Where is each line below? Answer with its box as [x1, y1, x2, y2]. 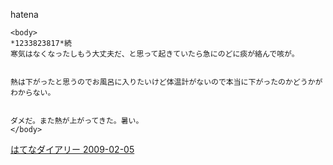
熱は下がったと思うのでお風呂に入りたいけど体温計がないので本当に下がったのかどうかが [10, 77, 323, 87]
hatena [10, 9, 39, 20]
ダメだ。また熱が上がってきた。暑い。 [10, 116, 144, 126]
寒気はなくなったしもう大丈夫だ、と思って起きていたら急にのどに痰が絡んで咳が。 [10, 49, 300, 59]
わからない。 [10, 88, 56, 98]
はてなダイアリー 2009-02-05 [10, 144, 135, 155]
